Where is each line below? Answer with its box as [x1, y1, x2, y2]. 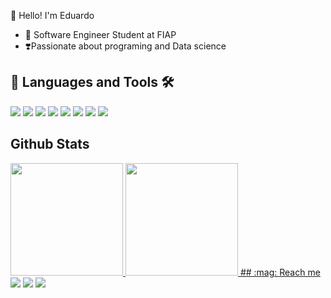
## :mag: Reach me [239, 266, 321, 278]
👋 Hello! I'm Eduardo [10, 10, 95, 21]
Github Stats [10, 136, 90, 153]
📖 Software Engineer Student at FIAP [24, 29, 177, 40]
